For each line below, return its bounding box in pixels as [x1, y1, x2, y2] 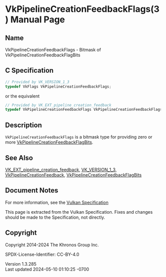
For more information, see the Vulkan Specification [5, 199, 109, 205]
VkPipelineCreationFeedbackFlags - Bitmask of [5, 47, 101, 52]
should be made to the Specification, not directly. [5, 214, 105, 220]
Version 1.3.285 [5, 261, 37, 267]
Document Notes [5, 186, 58, 195]
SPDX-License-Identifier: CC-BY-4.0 [5, 251, 80, 257]
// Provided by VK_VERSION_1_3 [5, 79, 70, 85]
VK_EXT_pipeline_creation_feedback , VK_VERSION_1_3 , [5, 167, 117, 173]
